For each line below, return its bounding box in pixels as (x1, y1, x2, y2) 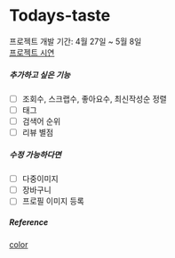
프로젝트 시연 (9, 46, 55, 58)
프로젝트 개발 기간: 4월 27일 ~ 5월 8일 (9, 36, 142, 46)
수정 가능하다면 (9, 149, 62, 160)
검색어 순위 (21, 116, 61, 127)
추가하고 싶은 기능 (9, 69, 71, 80)
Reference (9, 216, 49, 228)
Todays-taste (9, 5, 111, 26)
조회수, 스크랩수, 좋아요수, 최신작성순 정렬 (21, 93, 167, 104)
